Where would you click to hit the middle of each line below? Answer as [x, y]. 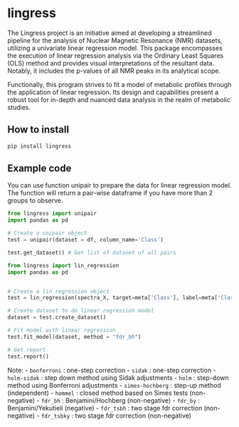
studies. [19, 107]
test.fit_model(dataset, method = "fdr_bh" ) [74, 336]
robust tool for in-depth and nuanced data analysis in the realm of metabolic [119, 99]
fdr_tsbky [55, 416]
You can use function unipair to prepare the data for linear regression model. [119, 185]
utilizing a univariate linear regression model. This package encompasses [115, 48]
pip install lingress [39, 146]
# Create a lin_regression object [59, 291]
